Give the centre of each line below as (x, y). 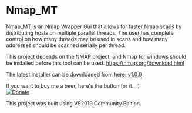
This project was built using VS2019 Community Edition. (74, 103)
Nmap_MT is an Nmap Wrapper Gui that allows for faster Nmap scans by (94, 26)
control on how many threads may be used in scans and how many (87, 39)
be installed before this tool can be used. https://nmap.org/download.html (95, 63)
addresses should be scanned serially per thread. (66, 45)
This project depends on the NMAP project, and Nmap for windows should (96, 56)
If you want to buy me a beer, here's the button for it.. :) (73, 85)
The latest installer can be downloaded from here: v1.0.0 (74, 74)
